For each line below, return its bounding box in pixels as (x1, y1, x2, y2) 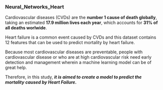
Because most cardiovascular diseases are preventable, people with (5, 49, 143, 55)
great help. (5, 65, 27, 70)
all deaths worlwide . (5, 25, 47, 31)
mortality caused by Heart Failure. (5, 79, 77, 85)
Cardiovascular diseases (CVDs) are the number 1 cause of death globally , (5, 15, 157, 21)
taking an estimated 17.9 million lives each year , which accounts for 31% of (5, 20, 158, 25)
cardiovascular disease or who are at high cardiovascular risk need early (5, 54, 152, 60)
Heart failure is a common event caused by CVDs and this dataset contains (5, 34, 157, 40)
